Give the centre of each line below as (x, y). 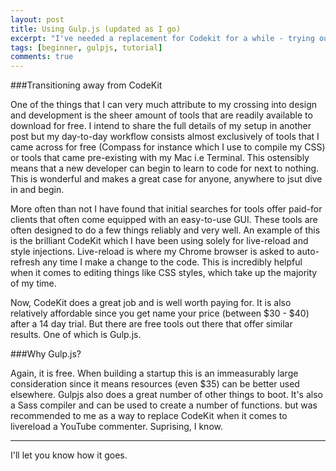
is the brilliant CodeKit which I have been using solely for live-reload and (159, 241)
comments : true (42, 57)
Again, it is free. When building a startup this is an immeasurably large (154, 373)
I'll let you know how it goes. (69, 455)
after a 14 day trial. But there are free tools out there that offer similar (151, 324)
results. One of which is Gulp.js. (76, 335)
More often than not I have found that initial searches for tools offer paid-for (166, 209)
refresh (25, 262)
